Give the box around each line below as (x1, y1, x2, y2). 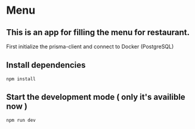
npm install (6, 75, 36, 82)
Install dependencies (6, 60, 86, 70)
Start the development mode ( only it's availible (6, 92, 186, 102)
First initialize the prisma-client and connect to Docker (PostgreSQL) (6, 43, 174, 50)
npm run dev (6, 117, 36, 123)
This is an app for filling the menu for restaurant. (6, 27, 190, 37)
